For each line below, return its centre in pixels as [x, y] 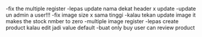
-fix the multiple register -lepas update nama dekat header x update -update [101, 9]
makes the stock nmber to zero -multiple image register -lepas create [92, 21]
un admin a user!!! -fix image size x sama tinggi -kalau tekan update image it [101, 15]
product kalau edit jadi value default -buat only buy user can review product [100, 27]
